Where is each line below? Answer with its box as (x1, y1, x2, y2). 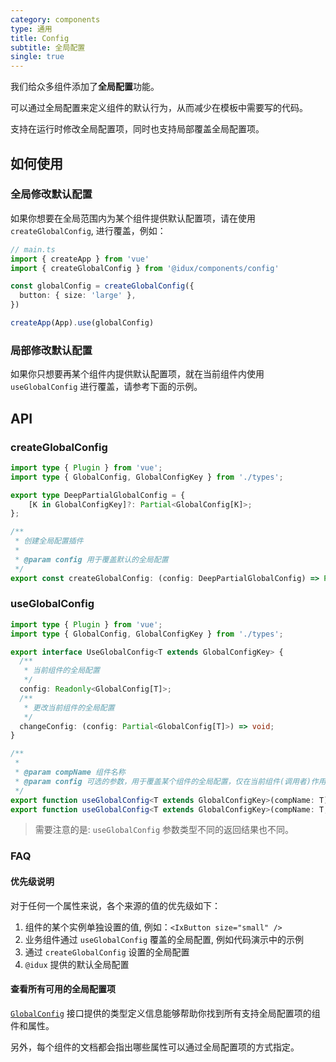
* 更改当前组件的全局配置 (23, 702, 115, 713)
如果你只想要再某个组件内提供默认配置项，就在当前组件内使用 (10, 368, 265, 380)
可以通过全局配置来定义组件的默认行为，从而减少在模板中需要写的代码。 (10, 102, 308, 114)
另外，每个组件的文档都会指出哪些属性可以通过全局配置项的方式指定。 (10, 1041, 300, 1053)
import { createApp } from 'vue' (10, 254, 150, 264)
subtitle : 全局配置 (10, 42, 86, 53)
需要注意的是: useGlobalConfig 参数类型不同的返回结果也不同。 (34, 824, 295, 836)
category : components (10, 14, 101, 25)
